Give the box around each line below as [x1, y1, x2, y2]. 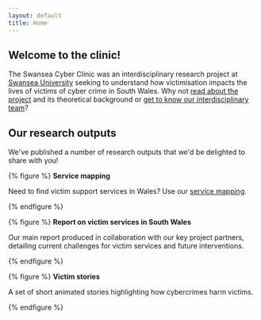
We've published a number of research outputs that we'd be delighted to [8, 148, 246, 157]
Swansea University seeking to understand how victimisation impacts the [8, 78, 248, 87]
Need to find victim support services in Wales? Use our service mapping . [8, 187, 248, 196]
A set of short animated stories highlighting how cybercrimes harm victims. [8, 287, 254, 297]
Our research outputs [8, 126, 117, 140]
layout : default [8, 11, 62, 20]
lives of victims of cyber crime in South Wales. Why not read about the [8, 87, 239, 96]
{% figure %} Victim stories [8, 272, 101, 282]
